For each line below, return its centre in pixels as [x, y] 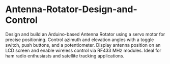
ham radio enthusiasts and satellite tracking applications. [65, 56]
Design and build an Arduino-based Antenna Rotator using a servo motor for [85, 34]
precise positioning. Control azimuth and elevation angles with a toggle [80, 40]
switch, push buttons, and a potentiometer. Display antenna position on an [83, 45]
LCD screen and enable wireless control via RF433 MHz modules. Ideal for [83, 50]
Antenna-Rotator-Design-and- [71, 9]
